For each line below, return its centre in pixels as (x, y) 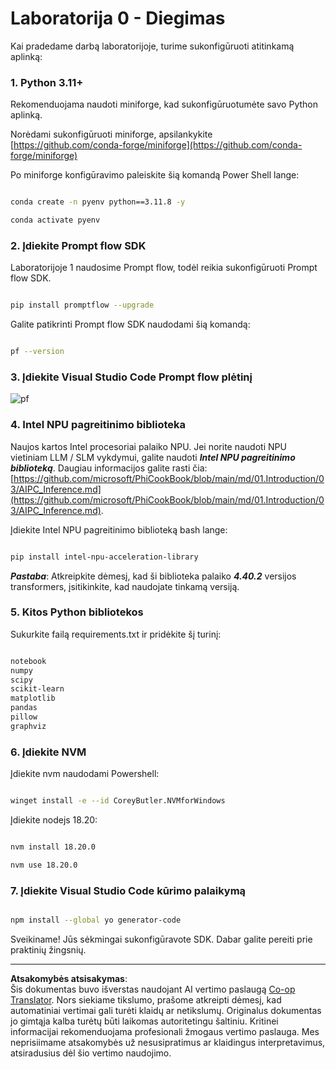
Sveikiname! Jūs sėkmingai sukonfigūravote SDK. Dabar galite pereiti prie (161, 939)
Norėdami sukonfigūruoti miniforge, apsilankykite (111, 134)
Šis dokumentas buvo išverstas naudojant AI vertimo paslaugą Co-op (153, 989)
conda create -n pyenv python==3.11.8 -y (98, 202)
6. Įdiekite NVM (48, 752)
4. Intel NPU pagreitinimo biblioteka (98, 425)
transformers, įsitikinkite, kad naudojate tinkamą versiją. (125, 586)
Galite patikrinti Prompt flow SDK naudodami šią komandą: (130, 324)
